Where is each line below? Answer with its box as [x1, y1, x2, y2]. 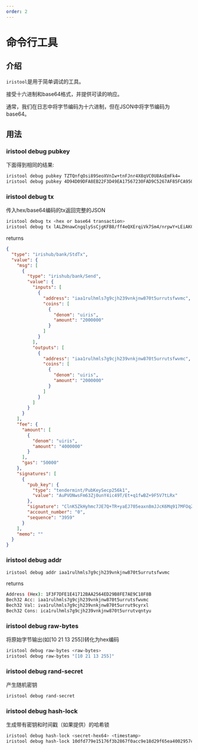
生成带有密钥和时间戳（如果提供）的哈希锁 [6, 721, 110, 728]
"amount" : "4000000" [32, 443, 83, 449]
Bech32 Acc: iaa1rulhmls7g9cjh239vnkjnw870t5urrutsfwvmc [6, 597, 149, 603]
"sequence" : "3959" [27, 514, 75, 521]
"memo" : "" [16, 531, 44, 537]
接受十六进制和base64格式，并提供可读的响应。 [6, 90, 123, 97]
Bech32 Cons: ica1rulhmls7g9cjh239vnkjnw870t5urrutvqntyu [6, 608, 151, 614]
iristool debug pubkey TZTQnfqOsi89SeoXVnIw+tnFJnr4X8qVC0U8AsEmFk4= [6, 173, 181, 179]
